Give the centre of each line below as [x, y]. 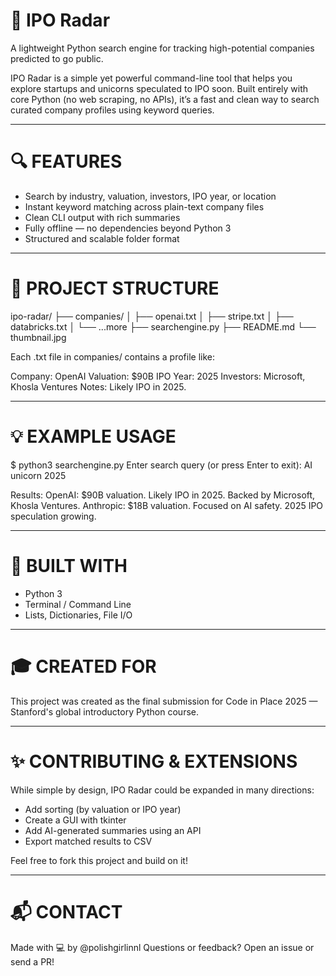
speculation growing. [53, 516]
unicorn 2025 [38, 475]
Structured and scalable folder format [102, 238]
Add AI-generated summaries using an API [113, 830]
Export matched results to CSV [88, 841]
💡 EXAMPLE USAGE [93, 436]
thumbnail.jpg [38, 337]
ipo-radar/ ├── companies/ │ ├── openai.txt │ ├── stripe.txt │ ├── [152, 316]
